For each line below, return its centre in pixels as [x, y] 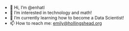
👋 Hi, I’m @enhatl [27, 8]
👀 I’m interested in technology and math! [51, 13]
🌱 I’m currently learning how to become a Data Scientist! [67, 18]
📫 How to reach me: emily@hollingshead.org [56, 23]
